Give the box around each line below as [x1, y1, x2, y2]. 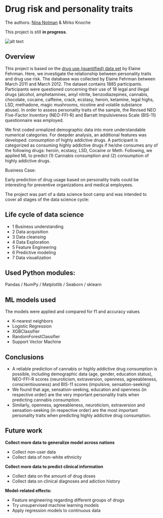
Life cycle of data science [5, 211, 84, 219]
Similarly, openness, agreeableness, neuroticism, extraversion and [12, 402, 145, 408]
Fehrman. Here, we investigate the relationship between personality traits [5, 71, 151, 77]
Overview [5, 53, 35, 61]
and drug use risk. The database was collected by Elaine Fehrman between [5, 76, 156, 81]
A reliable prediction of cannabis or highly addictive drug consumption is [12, 366, 158, 371]
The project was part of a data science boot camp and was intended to [5, 191, 147, 197]
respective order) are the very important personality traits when [12, 392, 140, 398]
